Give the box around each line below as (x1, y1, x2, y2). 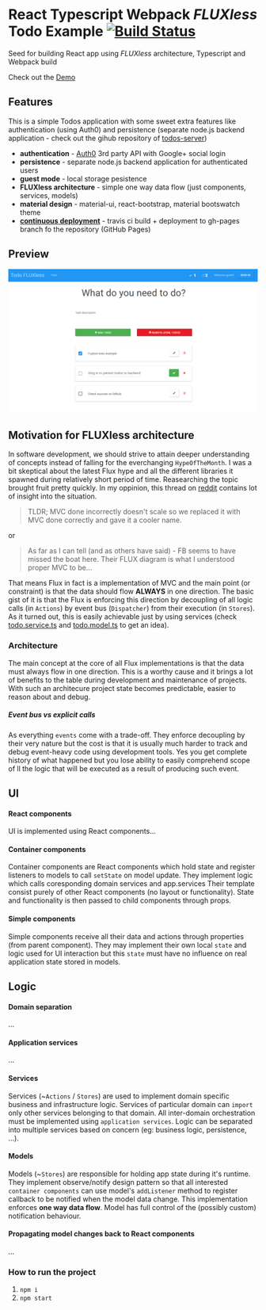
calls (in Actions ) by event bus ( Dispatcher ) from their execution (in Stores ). (8, 604, 255, 613)
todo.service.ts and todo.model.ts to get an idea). (8, 621, 169, 630)
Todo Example (8, 22, 104, 40)
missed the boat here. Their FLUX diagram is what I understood (27, 555, 235, 564)
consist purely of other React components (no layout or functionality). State (8, 888, 255, 897)
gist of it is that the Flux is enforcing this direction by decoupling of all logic (8, 595, 253, 605)
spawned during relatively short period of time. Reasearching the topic (8, 475, 239, 484)
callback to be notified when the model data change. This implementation (8, 1194, 248, 1204)
